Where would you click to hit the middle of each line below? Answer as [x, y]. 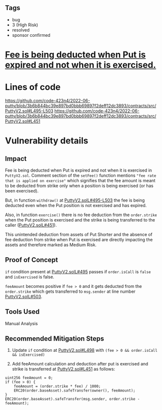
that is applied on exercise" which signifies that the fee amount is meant [80, 180]
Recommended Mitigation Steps [55, 339]
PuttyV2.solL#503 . [24, 296]
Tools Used [22, 312]
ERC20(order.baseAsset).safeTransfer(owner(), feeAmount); [75, 391]
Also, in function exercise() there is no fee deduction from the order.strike [81, 215]
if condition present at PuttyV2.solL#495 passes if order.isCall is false [78, 271]
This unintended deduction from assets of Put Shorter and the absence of [79, 234]
